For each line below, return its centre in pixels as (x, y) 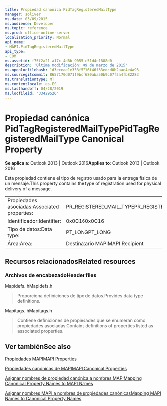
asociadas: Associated (33, 207)
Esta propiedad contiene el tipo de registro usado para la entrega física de (81, 178)
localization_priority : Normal (38, 38)
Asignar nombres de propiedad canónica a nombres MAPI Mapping (74, 378)
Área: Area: (20, 244)
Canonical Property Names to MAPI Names (49, 383)
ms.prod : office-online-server (38, 33)
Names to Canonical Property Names (43, 398)
